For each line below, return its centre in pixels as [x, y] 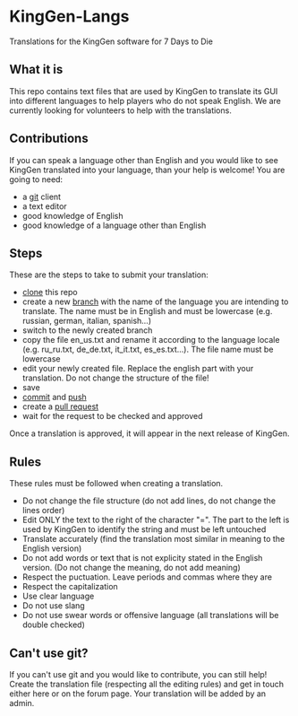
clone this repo [50, 293]
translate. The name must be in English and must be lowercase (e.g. [147, 311]
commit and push [54, 397]
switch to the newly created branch [87, 330]
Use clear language [58, 596]
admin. [22, 703]
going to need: [36, 179]
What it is [36, 70]
